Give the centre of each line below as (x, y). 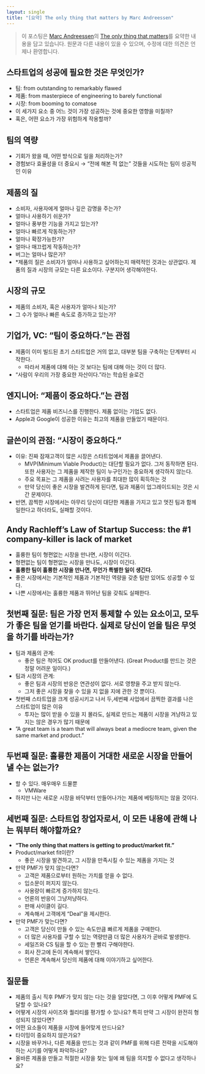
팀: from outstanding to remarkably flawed (68, 88)
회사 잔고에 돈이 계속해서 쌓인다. (63, 952)
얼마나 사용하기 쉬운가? (43, 216)
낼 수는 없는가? (33, 767)
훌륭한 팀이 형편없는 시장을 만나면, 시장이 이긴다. (73, 554)
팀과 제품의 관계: (35, 652)
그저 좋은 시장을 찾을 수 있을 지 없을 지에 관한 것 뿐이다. (90, 691)
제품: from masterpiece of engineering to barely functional (88, 96)
